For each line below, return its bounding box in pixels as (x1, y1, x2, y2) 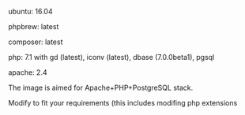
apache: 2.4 (8, 68, 47, 77)
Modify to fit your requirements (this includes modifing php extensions (8, 98, 238, 107)
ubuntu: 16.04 (8, 7, 53, 16)
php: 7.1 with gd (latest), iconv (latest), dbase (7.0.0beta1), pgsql (8, 53, 215, 61)
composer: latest (8, 37, 63, 46)
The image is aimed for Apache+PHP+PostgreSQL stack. (8, 83, 194, 92)
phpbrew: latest (8, 22, 59, 31)
